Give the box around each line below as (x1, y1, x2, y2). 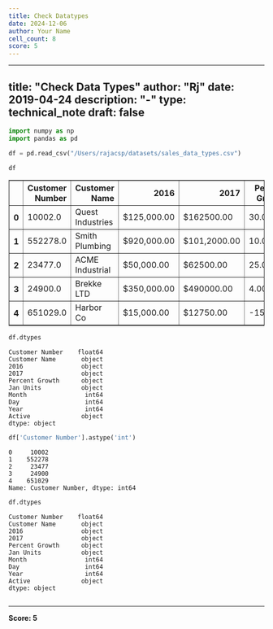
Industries (75, 216, 114, 228)
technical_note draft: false (8, 105, 145, 119)
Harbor (75, 302, 102, 313)
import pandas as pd (8, 134, 79, 142)
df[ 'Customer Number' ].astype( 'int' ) (8, 434, 136, 442)
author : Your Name (8, 27, 71, 35)
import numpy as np (8, 127, 75, 135)
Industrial (75, 264, 111, 276)
